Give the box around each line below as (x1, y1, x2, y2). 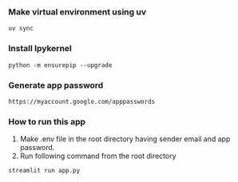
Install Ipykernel (8, 43, 72, 54)
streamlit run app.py (8, 167, 81, 175)
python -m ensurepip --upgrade (8, 61, 113, 69)
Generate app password (8, 79, 104, 90)
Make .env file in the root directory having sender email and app (19, 134, 231, 144)
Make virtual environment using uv (8, 6, 146, 18)
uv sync (8, 25, 34, 33)
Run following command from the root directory (19, 151, 177, 161)
